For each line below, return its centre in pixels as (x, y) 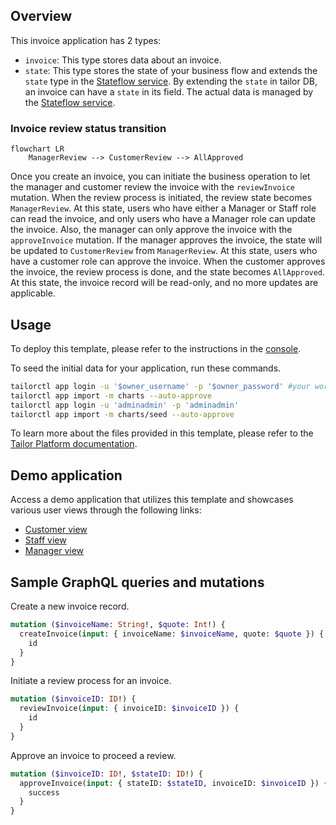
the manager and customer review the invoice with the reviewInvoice (153, 187)
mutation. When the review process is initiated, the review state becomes (161, 198)
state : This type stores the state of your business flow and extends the (171, 70)
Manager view (54, 551)
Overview (41, 16)
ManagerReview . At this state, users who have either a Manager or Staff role (163, 208)
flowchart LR (37, 149)
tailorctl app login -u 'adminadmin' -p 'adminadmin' (125, 405)
